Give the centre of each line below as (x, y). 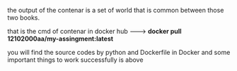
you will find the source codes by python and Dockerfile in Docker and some (119, 52)
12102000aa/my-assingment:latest (60, 39)
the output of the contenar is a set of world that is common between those (116, 10)
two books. (24, 18)
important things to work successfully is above (75, 60)
